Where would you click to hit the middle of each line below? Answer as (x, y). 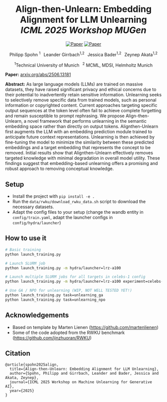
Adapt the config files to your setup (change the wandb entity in (78, 212)
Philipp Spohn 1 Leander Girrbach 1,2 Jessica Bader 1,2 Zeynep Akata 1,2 (83, 54)
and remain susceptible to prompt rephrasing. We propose (65, 116)
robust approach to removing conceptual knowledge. (60, 169)
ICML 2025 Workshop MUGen (83, 30)
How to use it (26, 238)
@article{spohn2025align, (32, 365)
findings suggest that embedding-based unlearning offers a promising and (82, 163)
